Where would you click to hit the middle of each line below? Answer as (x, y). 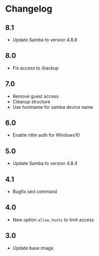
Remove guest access (36, 96)
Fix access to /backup (36, 68)
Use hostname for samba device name (53, 107)
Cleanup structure (31, 102)
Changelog (29, 9)
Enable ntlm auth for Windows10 (46, 135)
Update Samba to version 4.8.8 (45, 40)
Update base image (33, 248)
